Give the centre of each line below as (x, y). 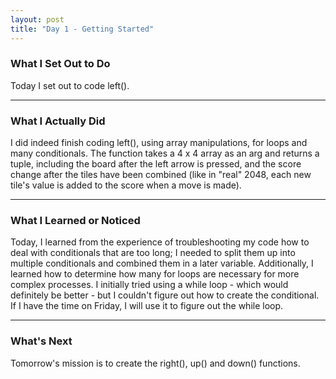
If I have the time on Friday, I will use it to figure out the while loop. (147, 306)
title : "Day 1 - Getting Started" (82, 29)
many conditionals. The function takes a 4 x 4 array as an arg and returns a (165, 153)
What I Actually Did (58, 121)
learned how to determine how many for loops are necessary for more (155, 274)
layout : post (37, 19)
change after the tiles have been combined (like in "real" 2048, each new (161, 175)
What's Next (41, 341)
